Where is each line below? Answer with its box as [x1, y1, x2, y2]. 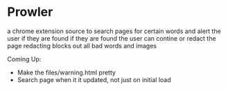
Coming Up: [7, 54, 42, 63]
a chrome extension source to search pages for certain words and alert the [7, 27, 222, 35]
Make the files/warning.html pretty [17, 68, 116, 77]
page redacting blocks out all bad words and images [7, 41, 157, 50]
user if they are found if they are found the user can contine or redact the [7, 34, 216, 42]
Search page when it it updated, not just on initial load [17, 75, 171, 83]
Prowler [7, 4, 53, 20]
